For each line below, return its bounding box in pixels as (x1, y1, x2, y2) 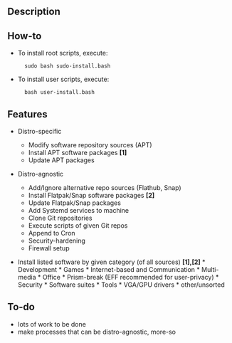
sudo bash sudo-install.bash (24, 63, 111, 70)
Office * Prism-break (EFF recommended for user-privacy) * (42, 273, 219, 282)
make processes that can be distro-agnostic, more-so (17, 327, 176, 336)
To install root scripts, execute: (17, 49, 108, 58)
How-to (7, 30, 42, 42)
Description (7, 6, 60, 18)
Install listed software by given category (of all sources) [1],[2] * (17, 258, 206, 266)
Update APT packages (28, 156, 95, 164)
